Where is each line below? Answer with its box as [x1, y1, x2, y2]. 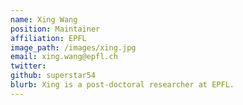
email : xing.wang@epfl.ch [10, 52, 118, 62]
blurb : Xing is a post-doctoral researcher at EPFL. [10, 80, 235, 90]
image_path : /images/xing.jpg [10, 42, 137, 53]
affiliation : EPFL [10, 33, 87, 43]
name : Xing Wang [10, 14, 78, 25]
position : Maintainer [10, 24, 101, 34]
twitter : [10, 61, 47, 71]
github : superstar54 [10, 71, 97, 81]
